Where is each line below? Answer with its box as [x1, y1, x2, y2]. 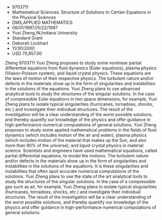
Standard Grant [12, 35, 43, 41]
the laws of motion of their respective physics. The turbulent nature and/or [5, 75, 154, 81]
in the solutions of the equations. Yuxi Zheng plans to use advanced [5, 86, 140, 91]
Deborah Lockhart [12, 40, 48, 46]
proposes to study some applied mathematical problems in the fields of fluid [5, 127, 157, 133]
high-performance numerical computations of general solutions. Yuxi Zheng [5, 122, 157, 128]
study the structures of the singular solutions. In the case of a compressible [5, 179, 156, 184]
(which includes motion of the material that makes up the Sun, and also [5, 137, 147, 143]
